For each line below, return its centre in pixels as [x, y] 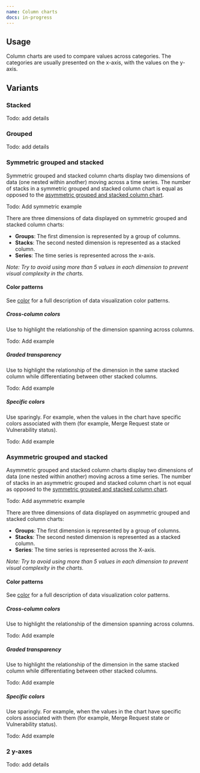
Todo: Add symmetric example [44, 206]
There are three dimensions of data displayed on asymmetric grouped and [98, 513]
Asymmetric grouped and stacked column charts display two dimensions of [100, 470]
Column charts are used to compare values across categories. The [89, 56]
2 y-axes [19, 751]
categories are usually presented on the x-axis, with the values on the [92, 63]
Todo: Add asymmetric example [46, 501]
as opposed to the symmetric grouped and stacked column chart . [87, 489]
